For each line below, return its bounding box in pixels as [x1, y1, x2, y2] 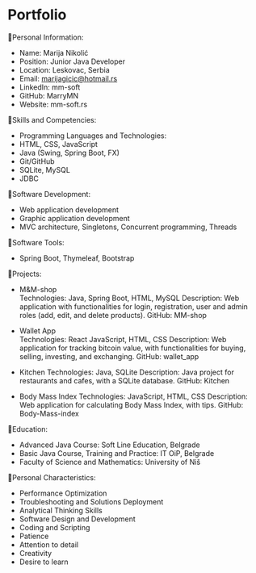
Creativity [19, 548, 52, 558]
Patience [19, 531, 49, 541]
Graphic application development [19, 213, 130, 223]
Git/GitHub [19, 156, 55, 166]
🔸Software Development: [7, 189, 90, 199]
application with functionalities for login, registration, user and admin [19, 301, 248, 312]
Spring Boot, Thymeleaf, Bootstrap [19, 253, 135, 263]
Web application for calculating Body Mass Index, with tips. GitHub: [19, 399, 244, 409]
